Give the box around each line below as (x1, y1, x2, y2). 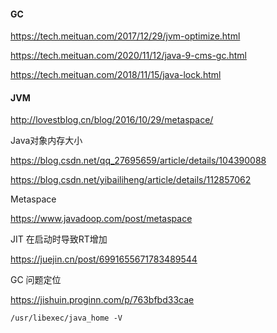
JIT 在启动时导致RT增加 (10, 233, 108, 245)
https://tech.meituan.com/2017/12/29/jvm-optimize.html (10, 30, 241, 42)
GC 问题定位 (10, 274, 62, 286)
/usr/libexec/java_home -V (10, 313, 123, 324)
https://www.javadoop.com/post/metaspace (10, 213, 193, 225)
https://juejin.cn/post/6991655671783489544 (10, 253, 198, 265)
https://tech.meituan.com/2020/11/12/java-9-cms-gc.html (10, 50, 247, 62)
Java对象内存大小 (10, 135, 83, 147)
